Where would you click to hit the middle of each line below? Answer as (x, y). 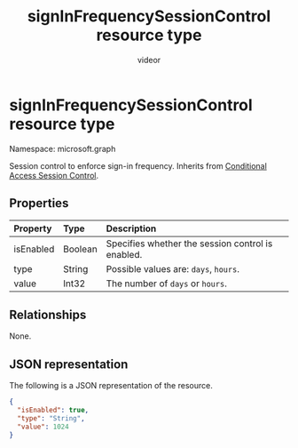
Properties (39, 203)
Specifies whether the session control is (189, 244)
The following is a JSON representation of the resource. (111, 386)
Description (131, 228)
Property (33, 228)
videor (149, 60)
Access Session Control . (54, 175)
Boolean (80, 249)
